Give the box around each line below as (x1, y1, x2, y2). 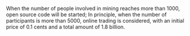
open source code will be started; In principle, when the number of (6, 11, 167, 18)
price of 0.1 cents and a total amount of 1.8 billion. (6, 23, 126, 30)
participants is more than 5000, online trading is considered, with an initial (6, 17, 184, 24)
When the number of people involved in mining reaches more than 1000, (6, 5, 180, 12)
